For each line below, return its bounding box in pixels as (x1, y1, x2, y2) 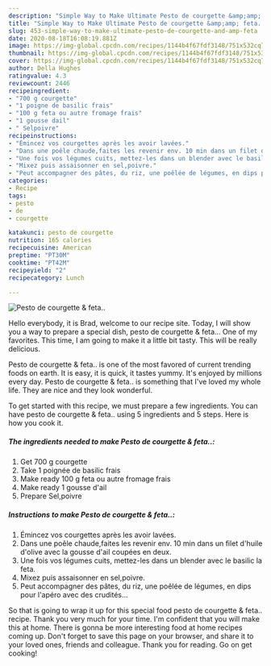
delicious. (8, 344, 40, 354)
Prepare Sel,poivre (19, 491, 82, 501)
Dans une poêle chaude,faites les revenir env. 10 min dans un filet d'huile (19, 539, 263, 548)
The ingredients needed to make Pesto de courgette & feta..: (8, 436, 215, 446)
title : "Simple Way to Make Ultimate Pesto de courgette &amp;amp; (8, 19, 240, 27)
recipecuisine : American (8, 244, 92, 252)
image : (8, 42, 31, 50)
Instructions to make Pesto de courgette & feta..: (8, 510, 176, 519)
